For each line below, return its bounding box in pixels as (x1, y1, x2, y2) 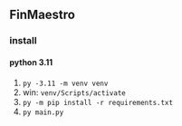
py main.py (22, 108, 64, 117)
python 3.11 (9, 56, 53, 67)
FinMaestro (9, 7, 75, 23)
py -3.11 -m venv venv (22, 79, 109, 88)
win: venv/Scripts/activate (22, 86, 127, 98)
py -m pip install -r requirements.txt (22, 98, 174, 107)
